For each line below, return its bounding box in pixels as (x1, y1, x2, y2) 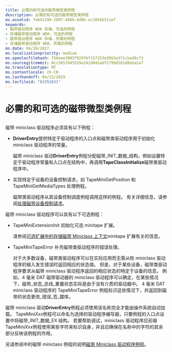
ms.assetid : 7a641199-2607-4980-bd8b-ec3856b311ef (5, 17, 116, 22)
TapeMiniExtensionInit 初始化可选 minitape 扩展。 (12, 222, 118, 228)
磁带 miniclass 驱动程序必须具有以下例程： (5, 125, 95, 131)
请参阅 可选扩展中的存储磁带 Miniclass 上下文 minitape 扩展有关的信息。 (12, 233, 163, 239)
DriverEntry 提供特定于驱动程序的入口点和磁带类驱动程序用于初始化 (12, 135, 156, 142)
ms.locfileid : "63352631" (5, 79, 61, 84)
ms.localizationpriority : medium (5, 50, 77, 56)
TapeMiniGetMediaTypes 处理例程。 (12, 183, 90, 189)
